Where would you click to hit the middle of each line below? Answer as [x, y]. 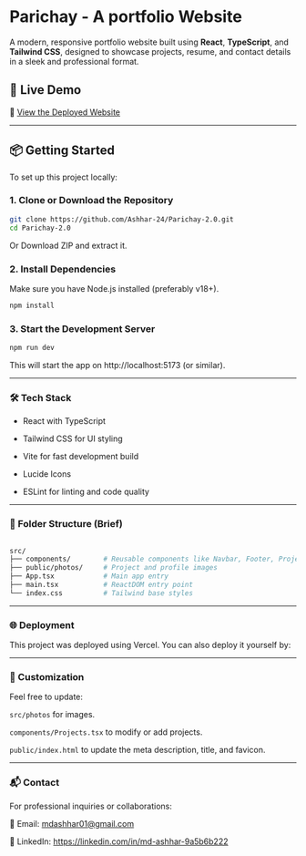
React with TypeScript [64, 421]
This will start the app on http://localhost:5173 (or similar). [117, 365]
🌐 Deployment [42, 624]
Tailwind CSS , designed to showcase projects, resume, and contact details [150, 51]
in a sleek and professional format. [74, 61]
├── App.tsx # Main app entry [89, 576]
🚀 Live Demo [46, 90]
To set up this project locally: [64, 177]
